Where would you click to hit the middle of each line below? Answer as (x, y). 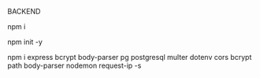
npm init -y (25, 42)
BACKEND (24, 11)
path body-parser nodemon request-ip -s (74, 65)
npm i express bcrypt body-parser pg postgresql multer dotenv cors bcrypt (130, 57)
